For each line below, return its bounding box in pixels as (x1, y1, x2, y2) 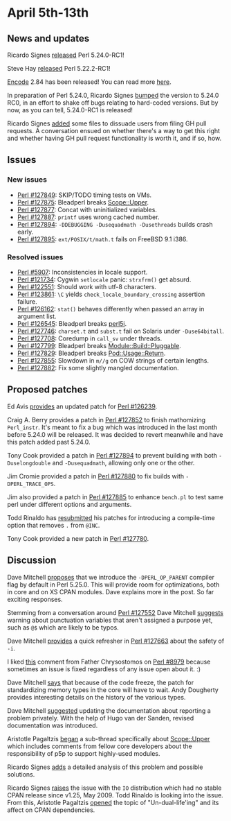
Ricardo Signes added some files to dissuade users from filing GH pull (7, 119, 207, 128)
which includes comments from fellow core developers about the (7, 742, 192, 750)
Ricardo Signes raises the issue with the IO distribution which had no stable (7, 784, 222, 792)
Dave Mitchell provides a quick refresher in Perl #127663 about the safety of (7, 637, 225, 645)
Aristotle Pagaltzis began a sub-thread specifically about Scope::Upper (7, 734, 210, 743)
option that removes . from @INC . (7, 521, 100, 529)
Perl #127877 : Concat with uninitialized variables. (17, 205, 158, 214)
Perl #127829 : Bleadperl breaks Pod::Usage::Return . (17, 349, 166, 357)
